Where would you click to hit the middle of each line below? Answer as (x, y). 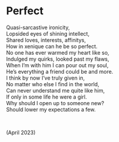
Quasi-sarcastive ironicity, (38, 27)
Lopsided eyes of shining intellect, (48, 33)
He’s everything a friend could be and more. (60, 71)
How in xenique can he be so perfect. (52, 46)
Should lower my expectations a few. (51, 109)
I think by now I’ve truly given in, (46, 78)
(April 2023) (21, 132)
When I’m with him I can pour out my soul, (57, 65)
